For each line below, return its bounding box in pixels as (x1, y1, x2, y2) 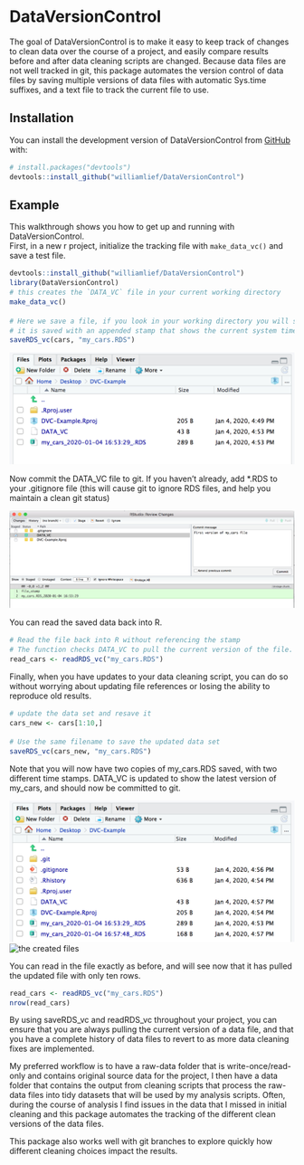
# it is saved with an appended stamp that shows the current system (9, 326, 278, 336)
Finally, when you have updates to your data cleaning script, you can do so (9, 671, 289, 682)
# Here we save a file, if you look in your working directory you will (9, 317, 290, 326)
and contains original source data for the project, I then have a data (26, 1070, 279, 1082)
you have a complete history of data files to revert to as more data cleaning (9, 1034, 290, 1045)
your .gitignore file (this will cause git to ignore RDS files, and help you (9, 482, 271, 494)
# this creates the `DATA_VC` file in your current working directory (9, 288, 281, 298)
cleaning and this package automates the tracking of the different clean (9, 1109, 276, 1120)
